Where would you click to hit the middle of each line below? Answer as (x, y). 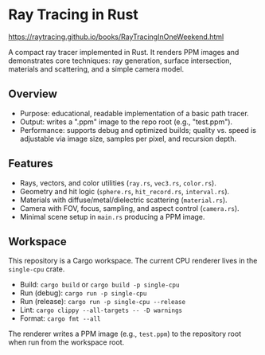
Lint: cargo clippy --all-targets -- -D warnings (101, 310)
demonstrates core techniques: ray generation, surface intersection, (120, 60)
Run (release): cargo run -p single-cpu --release (102, 302)
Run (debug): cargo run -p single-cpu (83, 293)
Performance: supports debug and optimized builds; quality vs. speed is (138, 130)
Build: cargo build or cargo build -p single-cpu (99, 285)
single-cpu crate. (37, 269)
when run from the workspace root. (66, 342)
